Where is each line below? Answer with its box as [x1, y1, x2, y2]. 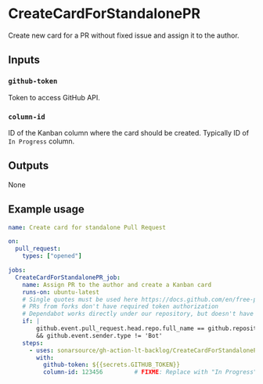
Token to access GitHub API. [8, 92, 100, 102]
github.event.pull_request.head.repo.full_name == [36, 324, 205, 333]
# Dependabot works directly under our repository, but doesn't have [22, 310, 254, 318]
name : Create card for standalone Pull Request [8, 223, 167, 231]
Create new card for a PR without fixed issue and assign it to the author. [8, 31, 240, 40]
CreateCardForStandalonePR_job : [15, 274, 121, 281]
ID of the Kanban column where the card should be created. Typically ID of [8, 128, 249, 137]
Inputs [8, 53, 41, 67]
